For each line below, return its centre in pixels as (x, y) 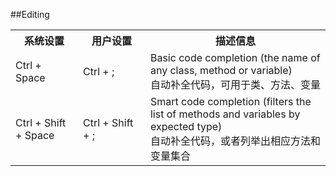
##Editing (30, 14)
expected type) (186, 126)
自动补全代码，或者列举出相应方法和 (235, 141)
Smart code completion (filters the (230, 101)
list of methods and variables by (225, 114)
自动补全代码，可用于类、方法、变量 (235, 84)
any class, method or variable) (221, 70)
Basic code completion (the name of (235, 57)
